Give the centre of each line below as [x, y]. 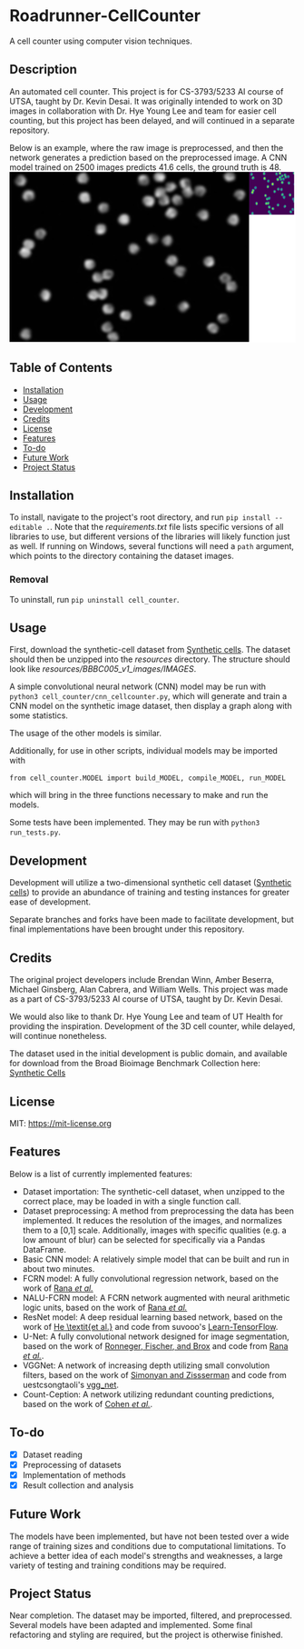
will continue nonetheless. [58, 1036]
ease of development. [50, 902]
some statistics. [39, 715]
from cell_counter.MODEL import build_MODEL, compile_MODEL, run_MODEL [147, 778]
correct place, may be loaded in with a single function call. [132, 1201]
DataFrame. [44, 1249]
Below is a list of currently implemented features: [101, 1174]
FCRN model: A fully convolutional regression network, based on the [151, 1278]
